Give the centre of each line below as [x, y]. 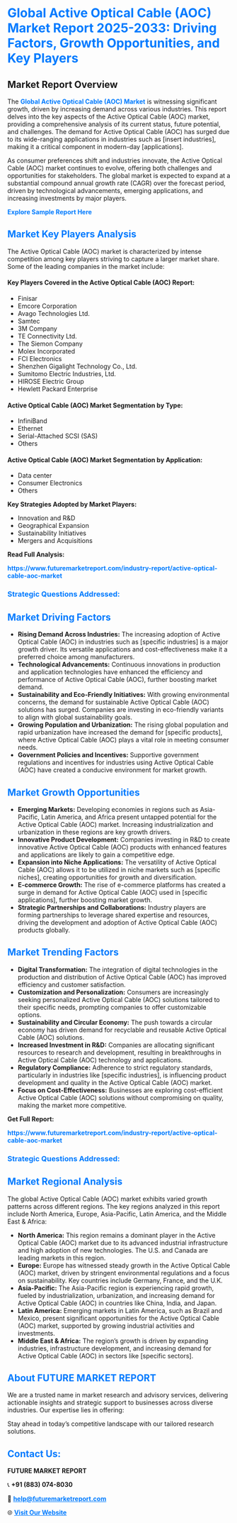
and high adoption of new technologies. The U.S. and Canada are [113, 1250]
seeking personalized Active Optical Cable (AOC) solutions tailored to [119, 999]
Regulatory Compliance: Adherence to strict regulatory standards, [115, 1067]
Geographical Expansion [53, 526]
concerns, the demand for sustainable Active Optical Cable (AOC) [114, 702]
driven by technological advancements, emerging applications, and [105, 191]
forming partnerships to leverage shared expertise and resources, [114, 915]
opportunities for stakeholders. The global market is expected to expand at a [119, 176]
